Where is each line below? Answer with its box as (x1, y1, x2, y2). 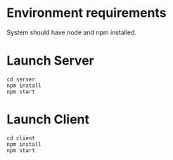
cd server (6, 76, 36, 83)
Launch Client (6, 112, 89, 128)
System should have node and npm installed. (6, 28, 137, 36)
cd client (6, 135, 36, 142)
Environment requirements (6, 5, 167, 21)
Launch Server (6, 53, 94, 69)
